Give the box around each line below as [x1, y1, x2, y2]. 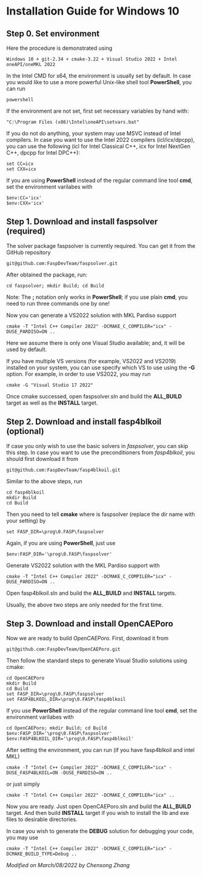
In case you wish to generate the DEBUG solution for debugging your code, [6, 828, 195, 835]
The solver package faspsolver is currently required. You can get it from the [6, 242, 196, 249]
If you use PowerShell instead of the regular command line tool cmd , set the [6, 707, 198, 714]
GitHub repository [6, 249, 51, 256]
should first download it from [6, 455, 79, 462]
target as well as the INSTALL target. [6, 399, 98, 406]
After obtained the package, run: [6, 271, 88, 278]
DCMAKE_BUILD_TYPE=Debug [6, 851, 69, 857]
